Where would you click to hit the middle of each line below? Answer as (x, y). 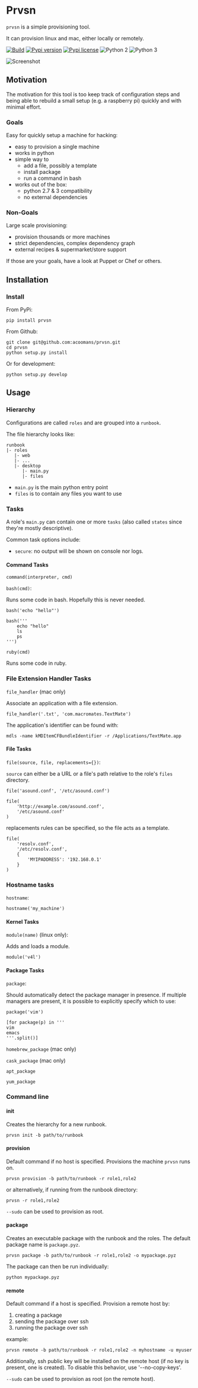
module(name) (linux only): (37, 935)
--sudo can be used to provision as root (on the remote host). (81, 1379)
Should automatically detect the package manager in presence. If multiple (96, 995)
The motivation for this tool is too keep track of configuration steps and (93, 94)
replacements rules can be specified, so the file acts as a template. (88, 828)
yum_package (21, 1082)
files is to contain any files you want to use (68, 493)
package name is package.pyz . (43, 1244)
